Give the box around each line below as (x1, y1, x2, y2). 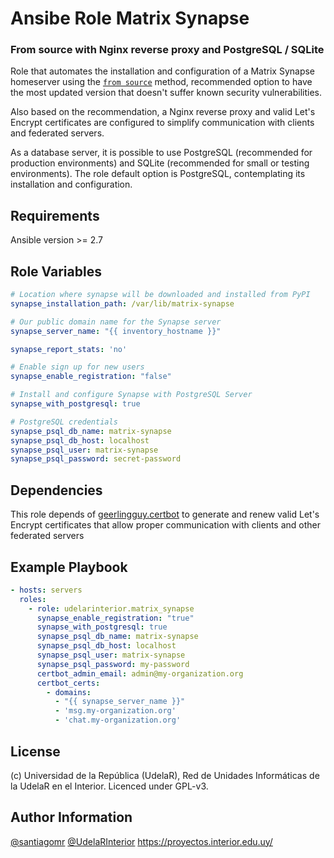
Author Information (10, 809, 133, 826)
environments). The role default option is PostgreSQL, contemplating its (10, 168, 306, 180)
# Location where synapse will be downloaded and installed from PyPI (10, 290, 311, 300)
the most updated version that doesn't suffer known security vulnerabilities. (10, 87, 322, 99)
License (10, 743, 61, 760)
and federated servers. (10, 127, 105, 139)
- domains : (46, 687, 92, 697)
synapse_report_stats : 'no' (10, 344, 128, 354)
